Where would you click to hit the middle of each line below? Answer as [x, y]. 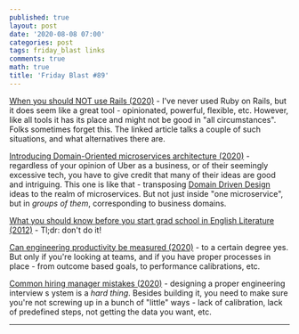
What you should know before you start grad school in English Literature [141, 220]
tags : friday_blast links [57, 51]
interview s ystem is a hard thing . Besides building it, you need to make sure [149, 293]
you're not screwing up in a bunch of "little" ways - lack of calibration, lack [146, 302]
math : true [29, 68]
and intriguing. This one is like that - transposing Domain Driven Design [140, 184]
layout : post [33, 26]
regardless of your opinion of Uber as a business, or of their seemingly [139, 165]
